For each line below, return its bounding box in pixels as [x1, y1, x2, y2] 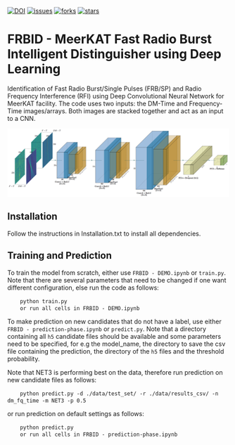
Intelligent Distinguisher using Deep [7, 46, 222, 63]
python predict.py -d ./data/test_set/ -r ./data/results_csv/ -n [20, 390, 219, 397]
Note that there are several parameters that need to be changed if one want [7, 276, 227, 284]
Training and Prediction [7, 250, 113, 262]
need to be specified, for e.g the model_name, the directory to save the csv [7, 340, 226, 348]
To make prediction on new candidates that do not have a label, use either [7, 317, 222, 325]
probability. [7, 354, 40, 363]
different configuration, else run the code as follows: [7, 283, 160, 292]
